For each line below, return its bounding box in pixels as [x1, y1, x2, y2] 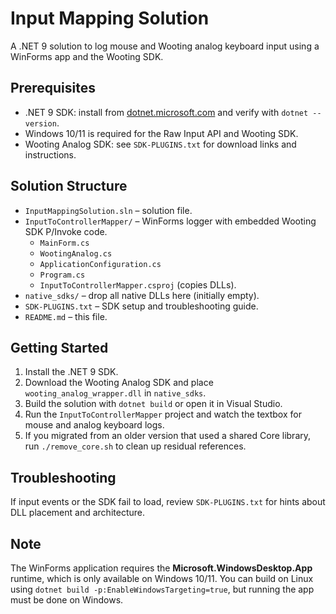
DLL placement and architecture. [10, 507, 145, 519]
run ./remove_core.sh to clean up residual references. [24, 440, 247, 452]
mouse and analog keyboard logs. [24, 419, 165, 431]
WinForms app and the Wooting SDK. [10, 50, 164, 62]
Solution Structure [10, 178, 128, 195]
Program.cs [39, 270, 86, 280]
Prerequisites [10, 80, 96, 97]
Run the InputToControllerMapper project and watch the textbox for [24, 408, 302, 421]
